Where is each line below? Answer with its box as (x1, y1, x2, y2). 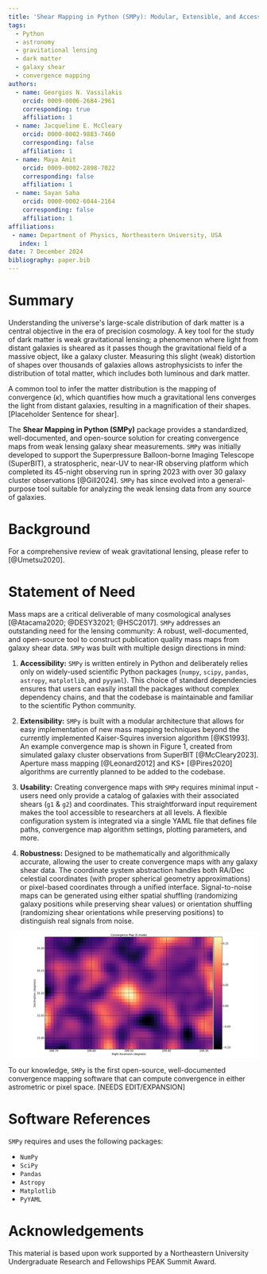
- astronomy (15, 38, 56, 46)
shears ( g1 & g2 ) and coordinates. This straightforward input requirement (19, 799, 257, 808)
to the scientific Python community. (19, 700, 137, 710)
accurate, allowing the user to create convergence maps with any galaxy (19, 856, 258, 867)
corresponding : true (22, 105, 91, 113)
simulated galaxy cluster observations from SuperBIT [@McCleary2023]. (19, 750, 259, 759)
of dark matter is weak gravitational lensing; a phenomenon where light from (8, 334, 258, 344)
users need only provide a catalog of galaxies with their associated (19, 790, 239, 800)
